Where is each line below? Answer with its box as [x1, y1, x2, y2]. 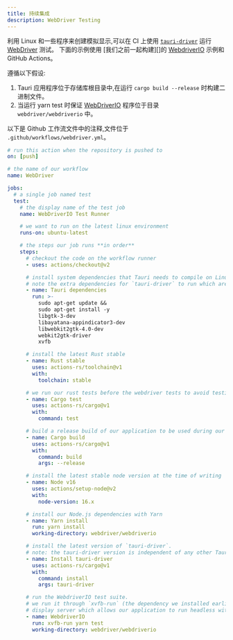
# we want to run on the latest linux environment [19, 223, 169, 230]
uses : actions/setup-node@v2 [32, 485, 116, 492]
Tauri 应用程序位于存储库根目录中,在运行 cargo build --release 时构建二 [17, 83, 225, 92]
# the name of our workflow [7, 166, 89, 173]
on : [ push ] [7, 153, 39, 160]
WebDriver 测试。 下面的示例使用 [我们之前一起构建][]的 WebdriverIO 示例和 [7, 45, 225, 53]
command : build [37, 453, 82, 460]
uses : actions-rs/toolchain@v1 [32, 364, 123, 371]
